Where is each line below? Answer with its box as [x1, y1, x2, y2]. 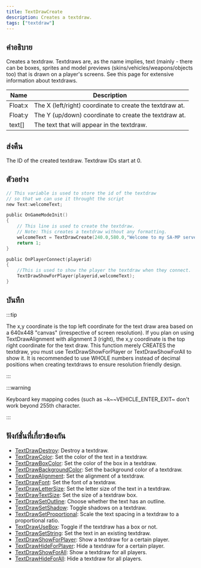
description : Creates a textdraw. [6, 14, 93, 20]
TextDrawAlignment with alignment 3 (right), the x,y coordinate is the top [6, 335, 185, 342]
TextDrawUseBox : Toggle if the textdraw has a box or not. [14, 523, 158, 530]
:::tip [6, 311, 17, 318]
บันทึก [6, 295, 25, 305]
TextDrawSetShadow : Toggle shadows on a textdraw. [14, 504, 147, 511]
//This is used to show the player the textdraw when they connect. [17, 268, 191, 274]
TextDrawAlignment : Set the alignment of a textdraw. [14, 472, 145, 479]
